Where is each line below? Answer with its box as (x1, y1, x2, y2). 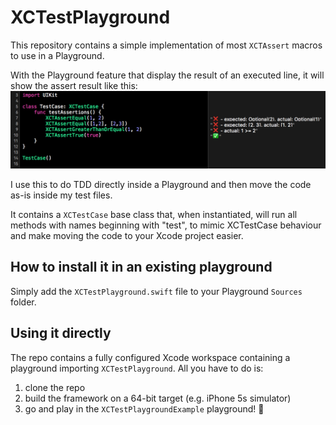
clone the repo (24, 381, 86, 393)
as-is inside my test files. (10, 189, 113, 201)
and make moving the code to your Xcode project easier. (10, 229, 244, 241)
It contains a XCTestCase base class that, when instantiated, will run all (10, 208, 298, 220)
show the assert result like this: (10, 79, 138, 91)
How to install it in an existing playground (10, 259, 273, 276)
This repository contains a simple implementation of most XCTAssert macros (10, 39, 323, 51)
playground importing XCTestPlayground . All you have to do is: (10, 362, 264, 374)
